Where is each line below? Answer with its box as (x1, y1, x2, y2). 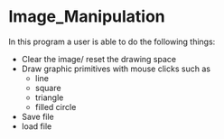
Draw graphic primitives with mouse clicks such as (21, 63, 211, 74)
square (34, 82, 61, 93)
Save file (21, 111, 55, 122)
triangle (34, 92, 64, 103)
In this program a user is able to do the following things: (8, 36, 216, 47)
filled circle (34, 101, 77, 112)
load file (21, 120, 52, 132)
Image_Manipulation (8, 6, 166, 27)
